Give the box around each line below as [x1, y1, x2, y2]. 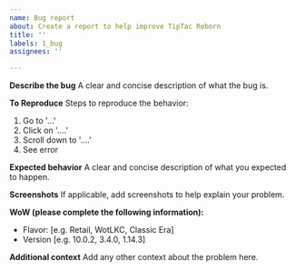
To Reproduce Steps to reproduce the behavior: [9, 97, 189, 109]
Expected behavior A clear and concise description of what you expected [9, 162, 287, 173]
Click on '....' [22, 125, 69, 136]
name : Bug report [9, 13, 75, 23]
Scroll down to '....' [22, 135, 93, 146]
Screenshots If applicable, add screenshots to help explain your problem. [9, 189, 285, 200]
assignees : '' [9, 47, 64, 56]
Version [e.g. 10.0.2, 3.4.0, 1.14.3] [22, 234, 146, 246]
